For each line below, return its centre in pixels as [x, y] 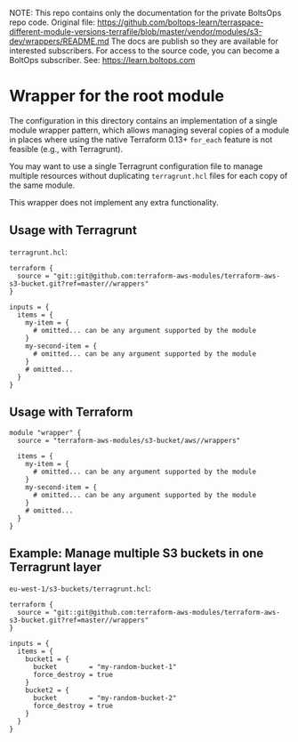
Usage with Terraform [71, 412]
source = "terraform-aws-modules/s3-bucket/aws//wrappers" [129, 440]
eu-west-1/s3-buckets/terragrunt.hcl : [80, 589]
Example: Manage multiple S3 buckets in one [137, 553]
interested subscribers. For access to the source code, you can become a [145, 51]
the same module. [42, 185]
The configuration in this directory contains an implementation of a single [143, 120]
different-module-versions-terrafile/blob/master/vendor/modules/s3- [136, 32]
